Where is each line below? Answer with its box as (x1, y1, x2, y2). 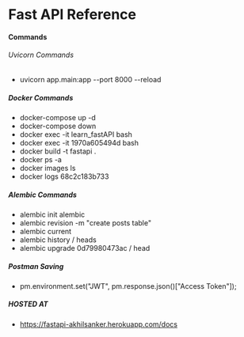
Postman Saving (8, 261, 64, 271)
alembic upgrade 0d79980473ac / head (19, 243, 151, 252)
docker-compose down (19, 121, 97, 131)
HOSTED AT (8, 299, 49, 309)
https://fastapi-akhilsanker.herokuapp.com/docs (19, 319, 178, 329)
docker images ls (19, 163, 76, 172)
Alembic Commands (8, 190, 78, 199)
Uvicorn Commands (8, 50, 74, 60)
